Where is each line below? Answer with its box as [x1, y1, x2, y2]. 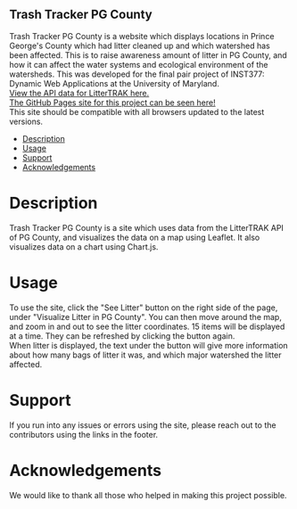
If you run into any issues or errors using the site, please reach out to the [9, 419, 276, 431]
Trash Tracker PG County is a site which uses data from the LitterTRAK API [9, 222, 284, 233]
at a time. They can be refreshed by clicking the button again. [9, 330, 235, 341]
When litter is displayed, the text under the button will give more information [9, 340, 288, 350]
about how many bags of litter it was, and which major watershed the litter [9, 349, 283, 360]
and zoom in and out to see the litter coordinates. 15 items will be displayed [9, 321, 285, 332]
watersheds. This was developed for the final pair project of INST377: [9, 69, 265, 79]
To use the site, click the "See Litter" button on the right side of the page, [9, 302, 278, 313]
